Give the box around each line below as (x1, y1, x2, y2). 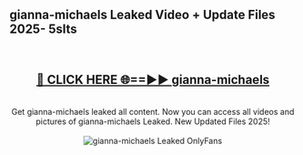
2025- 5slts (9, 22, 77, 37)
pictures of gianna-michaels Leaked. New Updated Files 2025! (35, 116, 270, 127)
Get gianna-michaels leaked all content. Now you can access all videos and (11, 106, 295, 117)
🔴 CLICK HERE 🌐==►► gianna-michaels (35, 72, 270, 88)
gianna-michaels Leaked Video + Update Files (9, 7, 276, 23)
